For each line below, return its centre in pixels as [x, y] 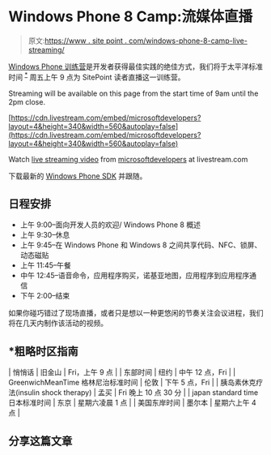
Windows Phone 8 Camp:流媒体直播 [131, 17]
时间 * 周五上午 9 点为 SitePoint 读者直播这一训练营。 [97, 76]
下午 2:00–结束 [45, 296]
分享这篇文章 [40, 441]
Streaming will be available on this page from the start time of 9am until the [133, 93]
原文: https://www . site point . [78, 41]
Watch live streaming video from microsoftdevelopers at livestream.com [128, 159]
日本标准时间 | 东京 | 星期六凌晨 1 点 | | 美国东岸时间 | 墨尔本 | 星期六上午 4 [132, 403]
